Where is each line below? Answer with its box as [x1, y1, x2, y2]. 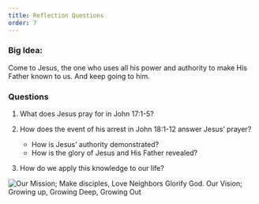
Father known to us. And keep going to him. [8, 71, 150, 81]
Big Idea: [8, 45, 43, 56]
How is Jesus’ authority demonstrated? [31, 140, 160, 149]
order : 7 [8, 19, 37, 27]
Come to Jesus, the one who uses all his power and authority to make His [8, 62, 247, 72]
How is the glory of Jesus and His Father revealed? [31, 148, 198, 158]
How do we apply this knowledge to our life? [19, 164, 164, 173]
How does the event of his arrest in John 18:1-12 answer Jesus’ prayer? [19, 124, 252, 134]
